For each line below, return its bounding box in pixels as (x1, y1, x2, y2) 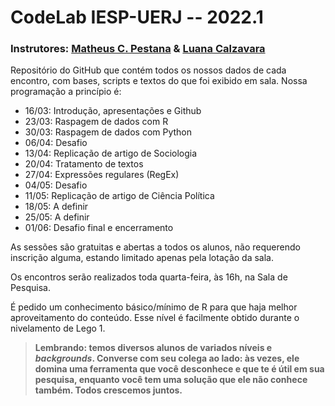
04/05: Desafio (24, 179, 88, 191)
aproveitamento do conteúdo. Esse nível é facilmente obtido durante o (10, 312, 300, 324)
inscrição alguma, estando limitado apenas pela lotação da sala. (10, 252, 274, 264)
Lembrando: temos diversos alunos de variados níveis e (34, 342, 273, 354)
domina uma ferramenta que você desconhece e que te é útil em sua (34, 363, 325, 375)
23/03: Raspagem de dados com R (24, 116, 169, 128)
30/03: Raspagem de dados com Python (24, 126, 193, 138)
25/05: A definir (24, 211, 90, 223)
